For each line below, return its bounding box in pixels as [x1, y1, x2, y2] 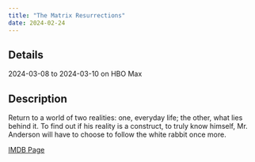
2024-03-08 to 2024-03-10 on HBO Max [8, 69, 143, 79]
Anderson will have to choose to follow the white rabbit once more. [8, 130, 227, 139]
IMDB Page [8, 145, 45, 155]
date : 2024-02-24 [8, 19, 66, 27]
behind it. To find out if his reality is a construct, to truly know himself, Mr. [8, 122, 248, 131]
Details [8, 48, 44, 62]
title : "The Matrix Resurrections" [8, 11, 126, 20]
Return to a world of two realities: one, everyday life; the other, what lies [8, 113, 243, 122]
